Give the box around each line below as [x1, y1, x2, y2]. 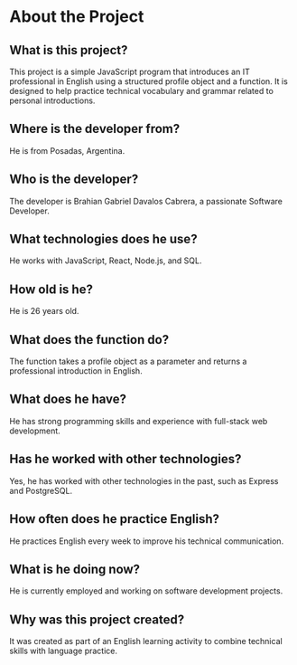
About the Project [9, 6, 144, 27]
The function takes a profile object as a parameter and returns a [9, 356, 247, 367]
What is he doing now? [9, 561, 141, 576]
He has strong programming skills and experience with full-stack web [9, 415, 268, 426]
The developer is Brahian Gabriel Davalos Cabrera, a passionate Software [9, 195, 283, 206]
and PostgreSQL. [9, 485, 73, 496]
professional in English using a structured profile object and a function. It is [9, 76, 289, 87]
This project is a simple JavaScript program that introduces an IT [9, 66, 250, 77]
